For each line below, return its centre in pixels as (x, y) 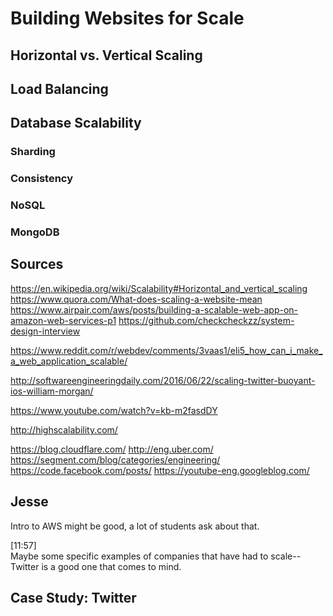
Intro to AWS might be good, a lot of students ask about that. (135, 526)
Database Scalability (76, 123)
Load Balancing (59, 88)
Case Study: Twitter (73, 598)
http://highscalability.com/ (64, 429)
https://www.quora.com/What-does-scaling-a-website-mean (136, 299)
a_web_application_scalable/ (69, 361)
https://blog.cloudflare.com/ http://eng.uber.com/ (112, 449)
